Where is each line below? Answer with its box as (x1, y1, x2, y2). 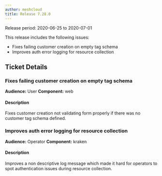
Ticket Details (5, 63, 47, 71)
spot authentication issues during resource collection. (5, 165, 112, 171)
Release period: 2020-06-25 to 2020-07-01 (5, 25, 92, 31)
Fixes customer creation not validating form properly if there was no (5, 110, 141, 116)
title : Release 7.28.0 (5, 12, 51, 16)
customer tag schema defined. (5, 115, 66, 121)
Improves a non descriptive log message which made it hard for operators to (5, 160, 158, 166)
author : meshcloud (5, 7, 42, 12)
